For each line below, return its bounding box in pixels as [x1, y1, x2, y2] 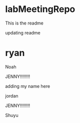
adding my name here [5, 83, 50, 89]
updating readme [5, 29, 41, 35]
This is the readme [5, 20, 43, 26]
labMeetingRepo [5, 3, 75, 15]
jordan [5, 92, 18, 98]
